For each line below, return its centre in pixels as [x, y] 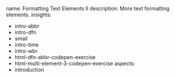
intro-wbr [26, 51]
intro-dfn [25, 32]
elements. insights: [29, 15]
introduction [29, 69]
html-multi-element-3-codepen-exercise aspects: [75, 63]
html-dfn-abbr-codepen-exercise [55, 57]
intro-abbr [27, 26]
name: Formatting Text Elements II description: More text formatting [88, 9]
